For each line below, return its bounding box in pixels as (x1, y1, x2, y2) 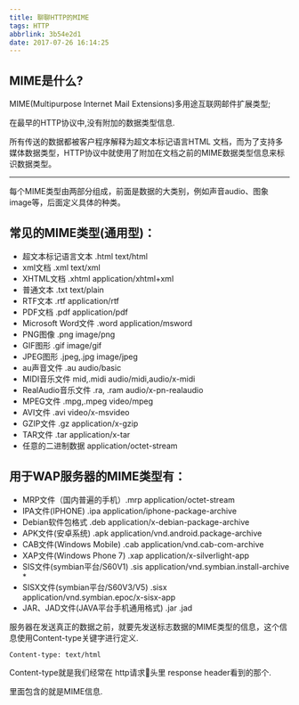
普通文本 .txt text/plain (21, 284, 105, 295)
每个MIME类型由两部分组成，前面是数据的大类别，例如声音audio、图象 (9, 186, 269, 197)
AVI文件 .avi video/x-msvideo (21, 406, 130, 417)
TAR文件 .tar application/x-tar (21, 429, 131, 439)
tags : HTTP (9, 21, 50, 30)
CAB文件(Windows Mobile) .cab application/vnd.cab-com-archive (21, 538, 264, 549)
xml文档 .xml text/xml (21, 262, 101, 273)
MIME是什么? (9, 73, 84, 88)
